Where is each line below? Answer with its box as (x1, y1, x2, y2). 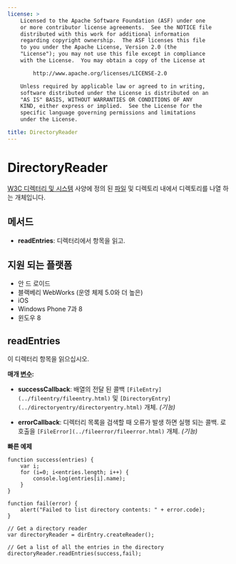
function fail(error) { (7, 500, 78, 508)
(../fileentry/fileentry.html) (17, 396, 111, 403)
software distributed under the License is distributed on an (20, 89, 209, 96)
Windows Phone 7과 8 (17, 305, 83, 313)
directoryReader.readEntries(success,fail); (7, 550, 142, 558)
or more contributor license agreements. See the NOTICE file (20, 24, 212, 31)
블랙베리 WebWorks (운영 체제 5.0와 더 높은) (17, 288, 143, 297)
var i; (20, 463, 40, 470)
